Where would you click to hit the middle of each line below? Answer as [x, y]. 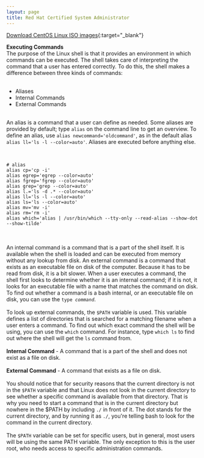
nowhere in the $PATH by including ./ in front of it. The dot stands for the [99, 409]
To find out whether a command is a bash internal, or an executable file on [100, 293]
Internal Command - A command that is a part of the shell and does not [97, 351]
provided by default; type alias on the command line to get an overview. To [101, 129]
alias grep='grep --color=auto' [47, 186]
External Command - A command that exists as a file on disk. [84, 370]
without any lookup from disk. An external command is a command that [96, 260]
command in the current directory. [49, 422]
